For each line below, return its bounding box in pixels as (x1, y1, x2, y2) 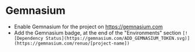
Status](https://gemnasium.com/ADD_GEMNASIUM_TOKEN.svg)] (45, 35, 190, 41)
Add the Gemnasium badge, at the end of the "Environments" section (13, 29, 182, 36)
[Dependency (13, 35, 43, 41)
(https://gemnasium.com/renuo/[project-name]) (13, 40, 130, 46)
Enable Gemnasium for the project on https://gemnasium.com (13, 23, 163, 30)
